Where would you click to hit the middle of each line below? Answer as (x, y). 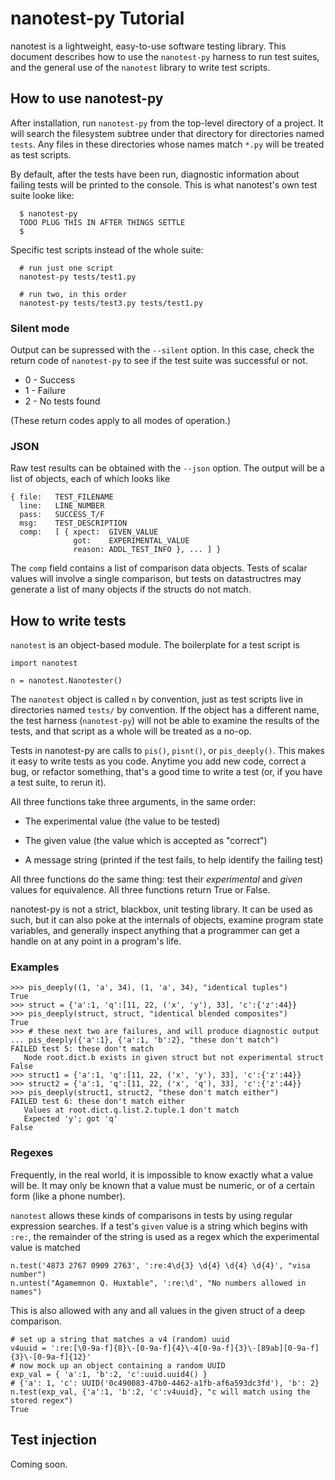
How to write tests (68, 620)
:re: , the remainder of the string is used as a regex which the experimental (165, 1236)
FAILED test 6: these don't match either (98, 1102)
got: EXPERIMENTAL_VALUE (131, 541)
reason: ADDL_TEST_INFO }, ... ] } (147, 550)
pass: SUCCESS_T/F (62, 515)
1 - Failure (45, 391)
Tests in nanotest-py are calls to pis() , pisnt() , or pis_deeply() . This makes (167, 751)
